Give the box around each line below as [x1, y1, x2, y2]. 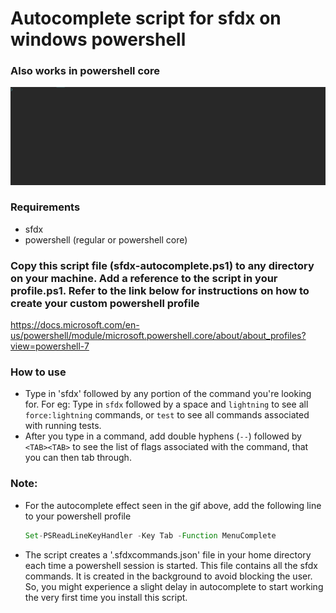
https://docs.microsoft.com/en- [10, 319, 140, 331]
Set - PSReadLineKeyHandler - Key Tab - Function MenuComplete [24, 530, 277, 541]
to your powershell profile [24, 510, 132, 522]
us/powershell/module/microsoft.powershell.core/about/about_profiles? [10, 330, 307, 342]
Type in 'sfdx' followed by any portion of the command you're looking [24, 388, 312, 400]
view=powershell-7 [10, 340, 90, 352]
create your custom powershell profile [10, 296, 200, 310]
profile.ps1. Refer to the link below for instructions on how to [10, 283, 310, 297]
